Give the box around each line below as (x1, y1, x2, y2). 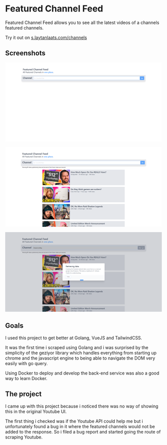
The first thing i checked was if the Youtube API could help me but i (5, 418, 143, 424)
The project (5, 390, 42, 399)
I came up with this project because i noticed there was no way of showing (5, 403, 159, 409)
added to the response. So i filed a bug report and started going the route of (5, 429, 161, 435)
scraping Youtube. (5, 434, 43, 440)
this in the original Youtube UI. (5, 408, 67, 415)
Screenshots (5, 49, 46, 57)
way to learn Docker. (5, 375, 48, 381)
